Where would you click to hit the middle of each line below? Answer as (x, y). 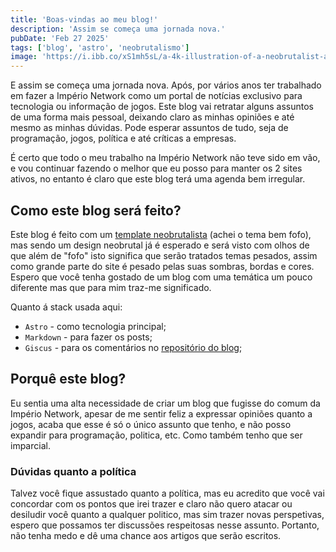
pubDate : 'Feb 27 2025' (60, 38)
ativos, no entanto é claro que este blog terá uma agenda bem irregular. (158, 179)
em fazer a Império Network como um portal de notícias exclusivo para (156, 96)
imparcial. (30, 445)
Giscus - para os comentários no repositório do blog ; (133, 347)
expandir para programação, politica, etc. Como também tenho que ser (156, 435)
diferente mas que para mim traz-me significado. (111, 287)
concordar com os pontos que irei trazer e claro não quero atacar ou (151, 504)
